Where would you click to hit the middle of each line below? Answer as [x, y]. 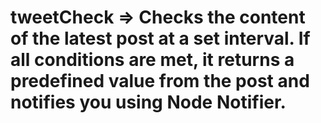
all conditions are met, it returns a [152, 60]
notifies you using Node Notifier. [148, 102]
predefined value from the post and [160, 81]
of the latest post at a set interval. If [160, 38]
